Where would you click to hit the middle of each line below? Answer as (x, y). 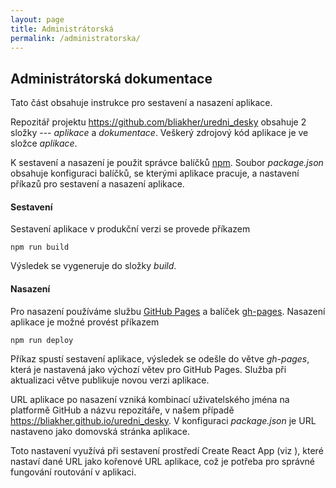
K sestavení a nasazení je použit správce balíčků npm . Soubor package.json (167, 163)
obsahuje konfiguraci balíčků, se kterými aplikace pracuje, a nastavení (155, 173)
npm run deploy (42, 340)
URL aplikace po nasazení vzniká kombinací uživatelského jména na (150, 399)
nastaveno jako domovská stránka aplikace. (100, 431)
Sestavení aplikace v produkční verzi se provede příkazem (130, 229)
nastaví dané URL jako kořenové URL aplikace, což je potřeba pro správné (163, 461)
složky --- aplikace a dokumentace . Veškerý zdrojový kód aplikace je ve (159, 133)
